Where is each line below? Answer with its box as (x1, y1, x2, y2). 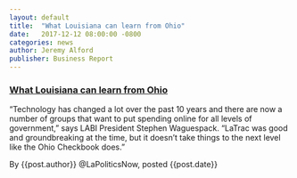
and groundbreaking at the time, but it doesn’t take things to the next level (9, 133, 281, 143)
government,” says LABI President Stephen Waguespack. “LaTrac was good (9, 123, 288, 133)
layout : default (9, 12, 70, 22)
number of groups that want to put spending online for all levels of (9, 113, 252, 125)
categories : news (9, 37, 74, 47)
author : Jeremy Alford (9, 46, 94, 55)
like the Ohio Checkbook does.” (9, 142, 126, 152)
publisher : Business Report (9, 54, 114, 63)
